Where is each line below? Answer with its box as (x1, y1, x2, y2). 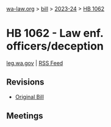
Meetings (6, 111, 44, 121)
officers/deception (6, 39, 104, 53)
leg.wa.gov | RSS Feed (6, 59, 63, 66)
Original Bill (15, 93, 45, 100)
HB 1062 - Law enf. (6, 27, 104, 40)
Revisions (6, 77, 45, 88)
